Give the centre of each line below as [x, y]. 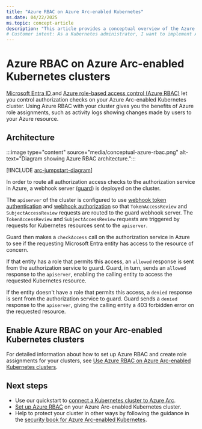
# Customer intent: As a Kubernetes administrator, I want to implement [99, 34]
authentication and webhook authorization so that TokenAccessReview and [97, 206]
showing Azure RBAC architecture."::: [90, 158]
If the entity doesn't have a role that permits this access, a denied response [99, 292]
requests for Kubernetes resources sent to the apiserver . [77, 225]
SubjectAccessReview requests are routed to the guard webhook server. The [100, 212]
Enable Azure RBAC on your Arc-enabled [84, 330]
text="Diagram [24, 158]
